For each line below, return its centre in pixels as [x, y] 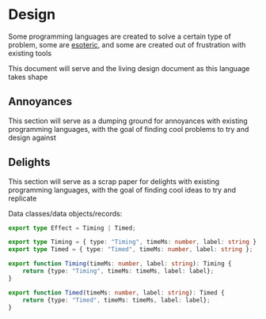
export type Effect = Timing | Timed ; [72, 228]
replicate [23, 198]
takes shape [28, 77]
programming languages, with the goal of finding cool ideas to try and [122, 190]
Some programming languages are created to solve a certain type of [120, 36]
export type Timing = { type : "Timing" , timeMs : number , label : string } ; [134, 242]
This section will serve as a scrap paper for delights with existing [114, 181]
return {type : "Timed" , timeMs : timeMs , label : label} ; [117, 300]
